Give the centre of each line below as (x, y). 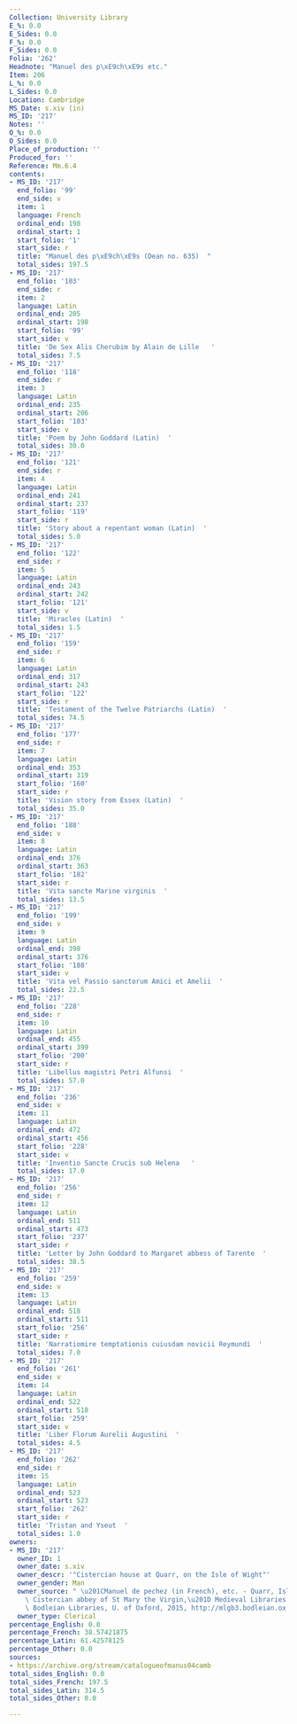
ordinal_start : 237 (53, 503)
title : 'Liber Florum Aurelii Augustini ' (98, 1435)
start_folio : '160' (53, 784)
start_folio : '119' (53, 512)
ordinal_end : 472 (49, 1130)
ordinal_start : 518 (53, 1410)
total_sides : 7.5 (49, 355)
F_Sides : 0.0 (33, 51)
